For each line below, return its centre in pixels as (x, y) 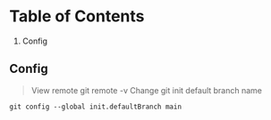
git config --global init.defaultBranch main (95, 107)
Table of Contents (77, 16)
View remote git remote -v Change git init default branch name (146, 90)
